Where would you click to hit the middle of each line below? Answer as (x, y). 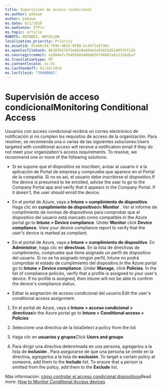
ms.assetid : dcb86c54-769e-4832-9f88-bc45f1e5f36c (57, 46)
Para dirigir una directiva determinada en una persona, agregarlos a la (82, 346)
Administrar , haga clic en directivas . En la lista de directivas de (76, 247)
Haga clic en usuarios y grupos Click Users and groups (68, 337)
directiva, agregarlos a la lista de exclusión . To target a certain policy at (84, 356)
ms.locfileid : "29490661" (31, 73)
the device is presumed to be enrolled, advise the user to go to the (79, 182)
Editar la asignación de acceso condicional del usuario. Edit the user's (81, 293)
